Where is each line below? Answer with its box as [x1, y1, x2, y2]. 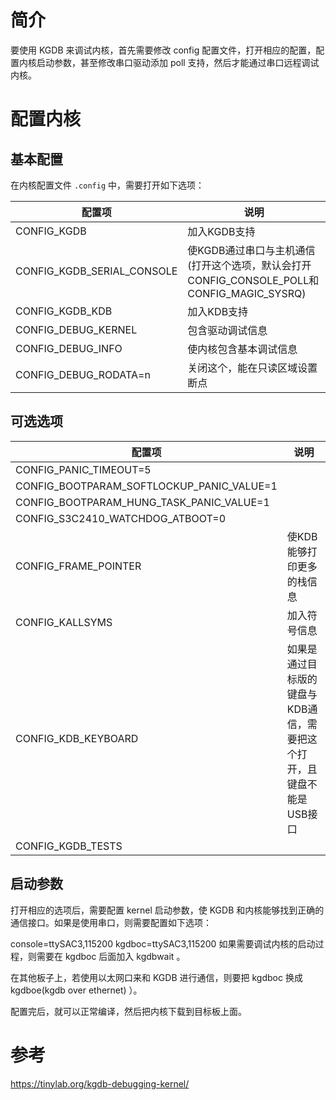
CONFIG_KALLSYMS [15, 615, 113, 629]
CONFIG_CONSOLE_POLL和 [187, 273, 320, 287]
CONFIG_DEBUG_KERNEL [15, 322, 138, 336]
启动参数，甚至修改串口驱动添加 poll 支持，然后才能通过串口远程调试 [36, 56, 320, 68]
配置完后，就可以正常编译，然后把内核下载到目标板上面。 [10, 1005, 247, 1017]
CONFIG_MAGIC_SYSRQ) [187, 286, 307, 300]
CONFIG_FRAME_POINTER [15, 559, 142, 573]
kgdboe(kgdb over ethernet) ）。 [10, 984, 143, 996]
